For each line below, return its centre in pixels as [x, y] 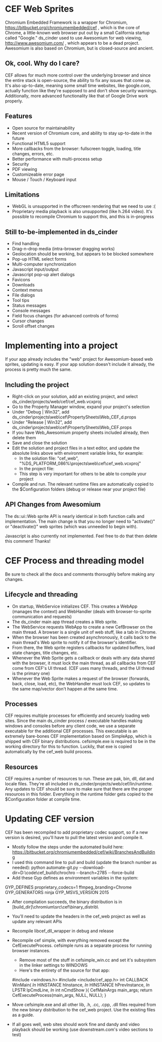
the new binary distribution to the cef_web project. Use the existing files [84, 1010]
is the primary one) [31, 673]
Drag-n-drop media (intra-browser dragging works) [63, 249]
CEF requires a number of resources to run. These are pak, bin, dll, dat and [80, 779]
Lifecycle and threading [42, 595]
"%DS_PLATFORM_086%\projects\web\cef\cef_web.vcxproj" [80, 463]
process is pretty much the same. [38, 369]
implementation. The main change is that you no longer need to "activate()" [80, 521]
